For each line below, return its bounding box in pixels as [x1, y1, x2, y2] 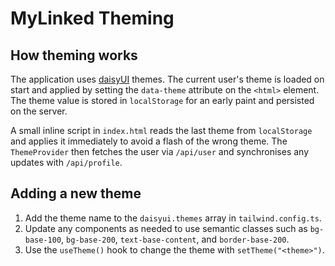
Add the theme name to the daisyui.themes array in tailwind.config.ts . [24, 212, 322, 224]
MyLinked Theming [10, 7, 175, 30]
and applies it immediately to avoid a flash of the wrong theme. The [10, 135, 288, 147]
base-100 [24, 235, 62, 245]
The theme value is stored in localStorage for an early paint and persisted [10, 95, 315, 106]
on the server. [10, 105, 68, 117]
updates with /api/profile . [10, 157, 123, 168]
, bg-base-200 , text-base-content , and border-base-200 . [61, 233, 290, 245]
